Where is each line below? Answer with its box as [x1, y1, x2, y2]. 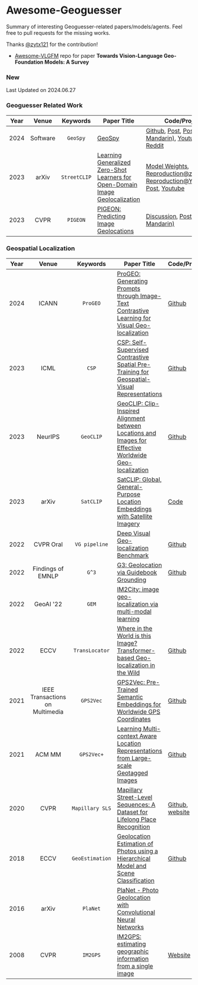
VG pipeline [74, 541, 108, 547]
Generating [117, 277, 148, 285]
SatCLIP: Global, [117, 475, 162, 484]
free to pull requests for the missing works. [6, 29, 111, 36]
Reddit [146, 141, 164, 149]
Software [30, 134, 56, 142]
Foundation [14, 58, 44, 65]
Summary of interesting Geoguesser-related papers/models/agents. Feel [6, 23, 183, 30]
